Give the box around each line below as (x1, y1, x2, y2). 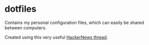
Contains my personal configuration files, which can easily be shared (4, 20, 144, 25)
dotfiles (4, 3, 37, 15)
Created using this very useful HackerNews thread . (4, 34, 108, 40)
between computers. (4, 24, 47, 30)
